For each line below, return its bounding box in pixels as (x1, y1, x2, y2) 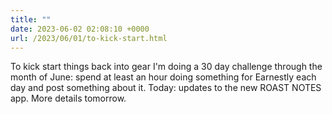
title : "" (10, 14, 52, 25)
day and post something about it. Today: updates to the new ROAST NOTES (10, 82, 322, 94)
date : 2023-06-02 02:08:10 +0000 (10, 24, 150, 34)
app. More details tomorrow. (10, 92, 127, 105)
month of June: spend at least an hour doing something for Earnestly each (10, 71, 317, 83)
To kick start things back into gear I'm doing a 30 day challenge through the (10, 61, 323, 73)
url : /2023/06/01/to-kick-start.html (10, 33, 168, 43)
